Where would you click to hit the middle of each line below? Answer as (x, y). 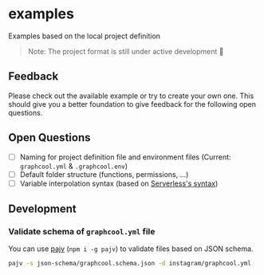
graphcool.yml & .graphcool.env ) (74, 166)
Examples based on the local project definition (85, 36)
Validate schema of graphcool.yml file (82, 232)
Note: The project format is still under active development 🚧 (126, 51)
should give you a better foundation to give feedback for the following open (132, 104)
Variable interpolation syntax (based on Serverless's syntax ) (119, 183)
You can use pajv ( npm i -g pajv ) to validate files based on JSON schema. (131, 249)
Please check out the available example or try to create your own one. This (131, 96)
